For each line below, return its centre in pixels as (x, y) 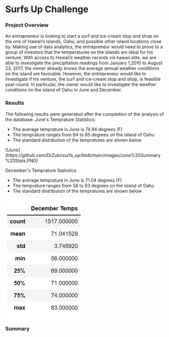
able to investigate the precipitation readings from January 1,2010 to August (84, 63)
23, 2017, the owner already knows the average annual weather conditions (82, 68)
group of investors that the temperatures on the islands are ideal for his (79, 52)
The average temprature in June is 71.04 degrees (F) (67, 180)
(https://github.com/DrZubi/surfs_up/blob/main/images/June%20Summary (83, 155)
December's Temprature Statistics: (41, 170)
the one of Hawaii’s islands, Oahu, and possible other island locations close (83, 41)
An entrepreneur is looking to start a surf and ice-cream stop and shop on (82, 36)
